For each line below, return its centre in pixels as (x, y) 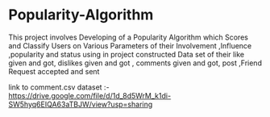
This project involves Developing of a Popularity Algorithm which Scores (128, 37)
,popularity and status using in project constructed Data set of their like (127, 54)
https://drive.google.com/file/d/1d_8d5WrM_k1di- (90, 95)
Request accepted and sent (54, 71)
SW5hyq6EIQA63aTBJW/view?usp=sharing (81, 104)
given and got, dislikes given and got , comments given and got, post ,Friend (135, 63)
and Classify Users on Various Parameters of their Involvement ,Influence (130, 45)
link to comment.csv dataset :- (59, 87)
